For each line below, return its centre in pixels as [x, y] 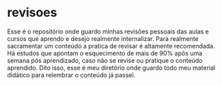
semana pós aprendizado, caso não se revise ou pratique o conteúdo [105, 60]
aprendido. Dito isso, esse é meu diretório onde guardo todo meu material [111, 68]
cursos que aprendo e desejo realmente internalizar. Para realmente [103, 38]
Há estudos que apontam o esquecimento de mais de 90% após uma [105, 53]
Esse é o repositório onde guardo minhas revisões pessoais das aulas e [108, 31]
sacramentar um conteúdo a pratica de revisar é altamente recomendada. [111, 46]
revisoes [32, 13]
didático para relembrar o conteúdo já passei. [71, 75]
